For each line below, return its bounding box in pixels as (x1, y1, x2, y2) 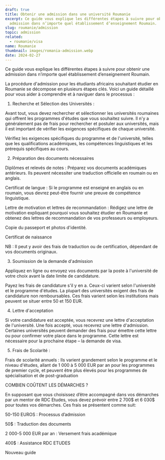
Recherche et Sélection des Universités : (12, 101, 95, 107)
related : (5, 35, 23, 40)
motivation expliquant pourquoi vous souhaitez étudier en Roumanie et (5, 210, 148, 216)
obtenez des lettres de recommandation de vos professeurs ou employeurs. (5, 215, 159, 221)
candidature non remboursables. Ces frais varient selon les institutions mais (5, 293, 159, 299)
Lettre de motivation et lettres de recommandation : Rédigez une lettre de (5, 204, 154, 211)
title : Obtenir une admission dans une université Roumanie (5, 12, 131, 17)
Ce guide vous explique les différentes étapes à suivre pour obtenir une (5, 66, 150, 72)
